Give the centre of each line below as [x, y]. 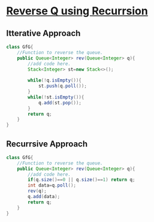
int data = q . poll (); [52, 185]
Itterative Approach [43, 33]
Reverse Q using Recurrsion [77, 11]
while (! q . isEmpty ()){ [55, 80]
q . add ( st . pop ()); [60, 103]
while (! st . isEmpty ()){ [56, 97]
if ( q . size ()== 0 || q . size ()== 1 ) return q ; [81, 180]
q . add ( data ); [44, 197]
